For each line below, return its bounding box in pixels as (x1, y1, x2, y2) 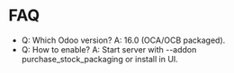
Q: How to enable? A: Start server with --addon (21, 44, 197, 54)
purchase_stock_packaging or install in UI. (21, 53, 179, 64)
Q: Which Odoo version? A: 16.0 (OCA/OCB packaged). (21, 35, 226, 45)
